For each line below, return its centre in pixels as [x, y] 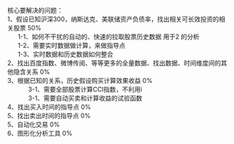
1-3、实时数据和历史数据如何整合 [66, 54]
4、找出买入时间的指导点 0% [49, 107]
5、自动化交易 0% [33, 124]
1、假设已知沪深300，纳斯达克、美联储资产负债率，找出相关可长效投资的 [113, 19]
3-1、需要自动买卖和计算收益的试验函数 [85, 98]
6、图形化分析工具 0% [40, 133]
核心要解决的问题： [35, 10]
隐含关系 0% [32, 72]
